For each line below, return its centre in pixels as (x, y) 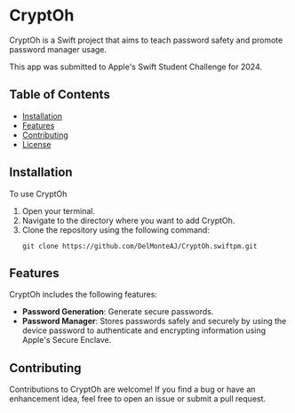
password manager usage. (58, 49)
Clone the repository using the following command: (116, 230)
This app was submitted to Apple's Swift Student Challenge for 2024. (136, 67)
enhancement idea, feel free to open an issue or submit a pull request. (138, 399)
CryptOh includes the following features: (84, 295)
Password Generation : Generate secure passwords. (118, 312)
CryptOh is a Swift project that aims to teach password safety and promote (146, 40)
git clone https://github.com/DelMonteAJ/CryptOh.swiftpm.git (140, 246)
